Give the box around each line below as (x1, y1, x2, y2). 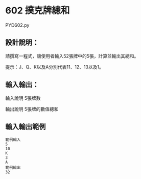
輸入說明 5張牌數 (5, 95, 41, 101)
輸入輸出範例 (5, 122, 46, 131)
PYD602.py (5, 22, 30, 28)
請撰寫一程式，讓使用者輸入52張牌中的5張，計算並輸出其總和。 (5, 52, 139, 59)
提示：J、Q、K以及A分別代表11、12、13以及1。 (5, 64, 104, 70)
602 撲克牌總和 (5, 5, 70, 16)
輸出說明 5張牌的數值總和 (5, 106, 59, 112)
